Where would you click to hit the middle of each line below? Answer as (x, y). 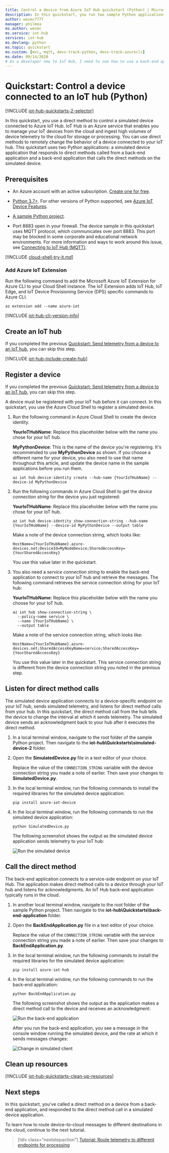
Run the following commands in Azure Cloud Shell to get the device (82, 491)
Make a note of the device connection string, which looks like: (77, 534)
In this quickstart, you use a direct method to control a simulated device (79, 121)
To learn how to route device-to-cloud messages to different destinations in (83, 1125)
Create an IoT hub (33, 331)
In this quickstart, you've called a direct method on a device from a (74, 1104)
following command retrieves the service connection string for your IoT (86, 582)
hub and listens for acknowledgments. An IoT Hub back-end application (79, 889)
